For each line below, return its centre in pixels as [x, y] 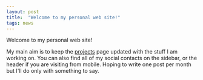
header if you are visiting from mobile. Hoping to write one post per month [99, 64]
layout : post [23, 12]
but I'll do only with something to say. [53, 71]
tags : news [20, 23]
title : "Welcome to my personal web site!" [63, 17]
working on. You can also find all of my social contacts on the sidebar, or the [102, 58]
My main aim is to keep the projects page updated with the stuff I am [92, 52]
